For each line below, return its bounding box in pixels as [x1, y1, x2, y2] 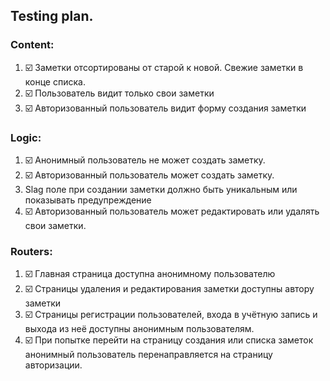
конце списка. [24, 75, 86, 88]
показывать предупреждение [24, 194, 152, 206]
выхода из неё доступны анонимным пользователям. [24, 323, 255, 335]
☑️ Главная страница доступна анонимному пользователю [24, 268, 276, 280]
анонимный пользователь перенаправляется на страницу [24, 349, 273, 361]
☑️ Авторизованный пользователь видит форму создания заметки [24, 102, 307, 114]
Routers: [10, 244, 53, 258]
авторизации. [24, 359, 83, 371]
